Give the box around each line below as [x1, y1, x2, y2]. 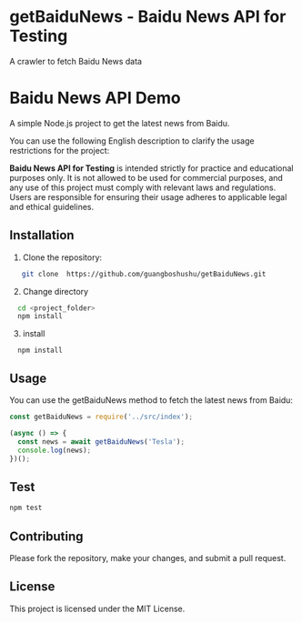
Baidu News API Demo [9, 88, 181, 108]
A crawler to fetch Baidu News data [9, 55, 143, 66]
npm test [9, 503, 43, 513]
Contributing [9, 528, 84, 544]
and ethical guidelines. [9, 201, 95, 212]
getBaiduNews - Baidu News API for [9, 6, 287, 27]
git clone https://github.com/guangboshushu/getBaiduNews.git [21, 269, 267, 278]
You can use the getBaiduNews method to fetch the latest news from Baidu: [9, 395, 294, 406]
